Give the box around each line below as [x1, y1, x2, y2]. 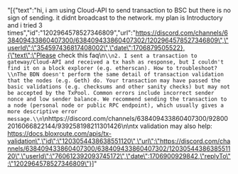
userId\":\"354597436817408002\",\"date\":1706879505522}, [7, 44, 185, 52]
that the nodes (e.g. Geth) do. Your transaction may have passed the [7, 77, 221, 84]
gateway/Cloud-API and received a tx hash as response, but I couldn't [7, 59, 224, 66]
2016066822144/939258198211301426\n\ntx [7, 122, 139, 130]
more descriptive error [7, 108, 78, 115]
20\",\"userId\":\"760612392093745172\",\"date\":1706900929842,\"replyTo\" [7, 152, 231, 160]
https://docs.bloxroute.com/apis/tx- [7, 129, 112, 137]
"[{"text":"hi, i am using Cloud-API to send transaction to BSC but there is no [7, 6, 231, 14]
